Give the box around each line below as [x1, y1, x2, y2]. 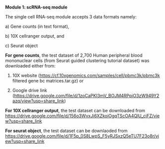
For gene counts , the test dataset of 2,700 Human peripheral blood [5, 52, 143, 58]
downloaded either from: [5, 63, 56, 69]
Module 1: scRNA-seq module [5, 4, 68, 10]
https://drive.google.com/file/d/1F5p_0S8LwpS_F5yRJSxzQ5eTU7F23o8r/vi [5, 133, 160, 139]
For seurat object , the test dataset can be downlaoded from [5, 128, 128, 134]
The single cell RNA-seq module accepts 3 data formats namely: [5, 14, 137, 19]
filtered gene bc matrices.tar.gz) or [12, 78, 84, 83]
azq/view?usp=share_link [12, 98, 64, 104]
